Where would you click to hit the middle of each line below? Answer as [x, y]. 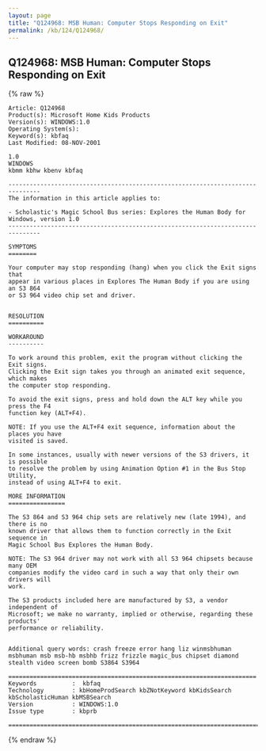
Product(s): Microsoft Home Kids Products [79, 116]
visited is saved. [38, 441]
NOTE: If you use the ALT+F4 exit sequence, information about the [122, 427]
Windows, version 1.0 [44, 219]
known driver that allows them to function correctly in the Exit [120, 532]
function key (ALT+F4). [47, 414]
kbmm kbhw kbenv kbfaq [46, 171]
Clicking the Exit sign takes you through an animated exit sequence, [127, 372]
